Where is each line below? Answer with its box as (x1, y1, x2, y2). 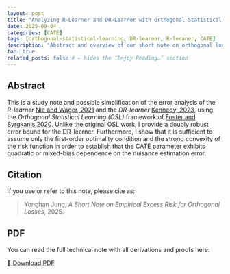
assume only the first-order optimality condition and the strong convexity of (7, 134, 221, 142)
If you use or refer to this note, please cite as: (7, 187, 136, 195)
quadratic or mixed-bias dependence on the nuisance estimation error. (7, 149, 207, 158)
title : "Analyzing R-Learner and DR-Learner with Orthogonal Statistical (7, 16, 222, 23)
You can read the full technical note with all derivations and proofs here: (7, 246, 210, 254)
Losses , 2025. (23, 208, 64, 216)
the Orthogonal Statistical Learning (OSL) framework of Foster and (7, 112, 196, 121)
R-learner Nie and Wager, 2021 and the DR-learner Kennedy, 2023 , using (7, 105, 214, 114)
